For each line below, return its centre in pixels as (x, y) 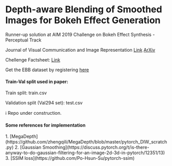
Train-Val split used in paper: (37, 81)
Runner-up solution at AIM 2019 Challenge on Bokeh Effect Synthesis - (80, 34)
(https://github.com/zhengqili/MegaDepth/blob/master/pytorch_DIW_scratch (86, 142)
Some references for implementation (45, 125)
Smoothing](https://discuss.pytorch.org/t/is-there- (96, 148)
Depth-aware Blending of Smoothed (84, 9)
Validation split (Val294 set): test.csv (44, 103)
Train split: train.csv (26, 93)
